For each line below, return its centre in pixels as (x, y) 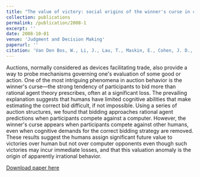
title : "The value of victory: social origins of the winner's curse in (98, 12)
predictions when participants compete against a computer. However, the (96, 118)
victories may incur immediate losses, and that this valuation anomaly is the (99, 150)
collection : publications (38, 17)
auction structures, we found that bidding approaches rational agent (90, 111)
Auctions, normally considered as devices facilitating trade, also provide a (97, 67)
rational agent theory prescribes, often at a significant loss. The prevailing (97, 92)
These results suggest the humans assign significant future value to (89, 137)
